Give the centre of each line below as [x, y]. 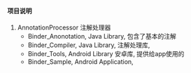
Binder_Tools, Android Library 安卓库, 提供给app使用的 [106, 54]
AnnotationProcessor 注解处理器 [64, 27]
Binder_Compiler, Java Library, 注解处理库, [89, 45]
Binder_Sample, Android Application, [81, 62]
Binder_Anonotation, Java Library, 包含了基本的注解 [102, 36]
